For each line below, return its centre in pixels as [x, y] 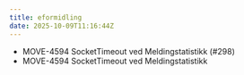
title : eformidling [46, 17]
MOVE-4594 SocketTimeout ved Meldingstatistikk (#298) [129, 51]
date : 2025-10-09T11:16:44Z [62, 26]
